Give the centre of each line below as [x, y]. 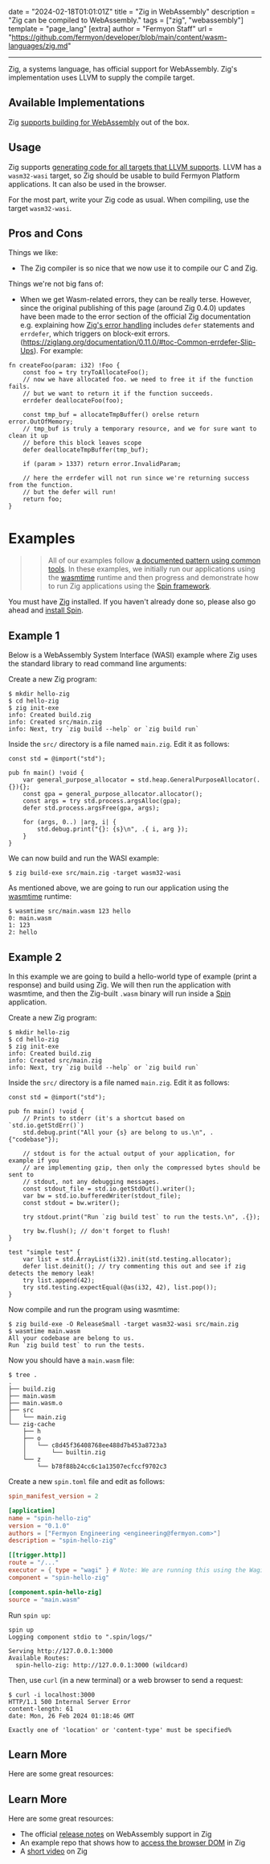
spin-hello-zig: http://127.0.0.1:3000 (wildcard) [102, 1665]
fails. [19, 387]
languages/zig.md [38, 46]
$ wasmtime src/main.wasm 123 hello [70, 911]
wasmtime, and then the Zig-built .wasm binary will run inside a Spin [120, 994]
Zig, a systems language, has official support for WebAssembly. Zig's [123, 69]
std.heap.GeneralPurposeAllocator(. [199, 780]
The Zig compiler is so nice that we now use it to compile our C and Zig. [139, 268]
